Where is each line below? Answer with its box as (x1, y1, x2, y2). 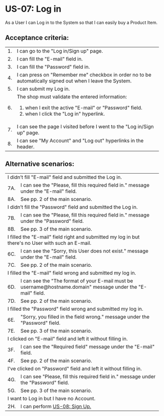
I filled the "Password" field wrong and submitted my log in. (7, 305, 143, 312)
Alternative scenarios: (5, 160, 75, 168)
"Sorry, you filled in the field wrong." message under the (20, 313, 150, 320)
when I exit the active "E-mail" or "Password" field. (25, 104, 143, 111)
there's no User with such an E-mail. (7, 239, 92, 246)
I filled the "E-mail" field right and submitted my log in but (7, 233, 140, 240)
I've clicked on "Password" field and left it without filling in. (7, 365, 142, 372)
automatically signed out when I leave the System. (17, 77, 132, 84)
